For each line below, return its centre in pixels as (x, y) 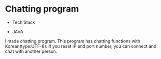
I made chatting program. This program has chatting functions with (73, 41)
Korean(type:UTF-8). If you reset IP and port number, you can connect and (81, 46)
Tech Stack (24, 22)
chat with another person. (31, 51)
